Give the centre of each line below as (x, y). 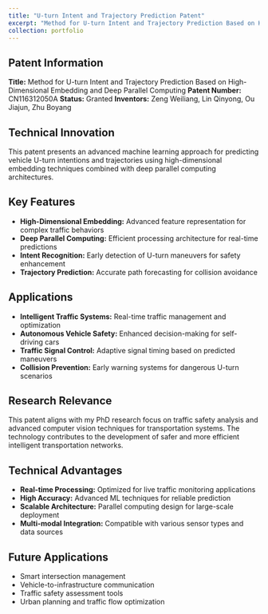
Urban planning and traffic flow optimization (92, 602)
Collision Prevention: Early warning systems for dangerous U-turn (129, 367)
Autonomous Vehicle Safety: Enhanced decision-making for (120, 333)
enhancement (43, 263)
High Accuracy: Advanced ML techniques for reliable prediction (125, 498)
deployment (39, 515)
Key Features (42, 202)
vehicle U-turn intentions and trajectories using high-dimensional (115, 160)
